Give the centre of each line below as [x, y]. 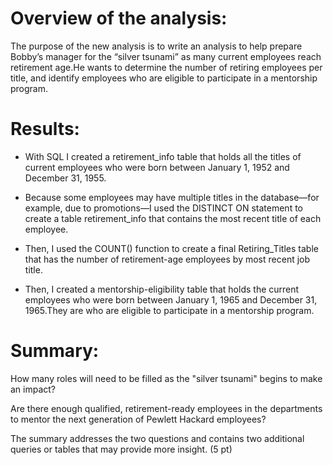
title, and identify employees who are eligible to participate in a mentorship [164, 78]
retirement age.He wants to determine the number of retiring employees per [166, 67]
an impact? [33, 389]
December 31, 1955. [65, 178]
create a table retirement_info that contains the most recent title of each [173, 218]
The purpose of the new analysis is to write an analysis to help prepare [156, 46]
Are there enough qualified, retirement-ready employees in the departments [166, 408]
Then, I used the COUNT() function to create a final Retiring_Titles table [171, 248]
